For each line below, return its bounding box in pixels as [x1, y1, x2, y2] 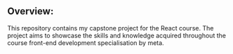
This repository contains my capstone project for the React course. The [7, 24, 214, 32]
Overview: [7, 6, 54, 17]
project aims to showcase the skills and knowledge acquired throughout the [7, 31, 227, 39]
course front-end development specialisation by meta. [7, 38, 164, 47]
